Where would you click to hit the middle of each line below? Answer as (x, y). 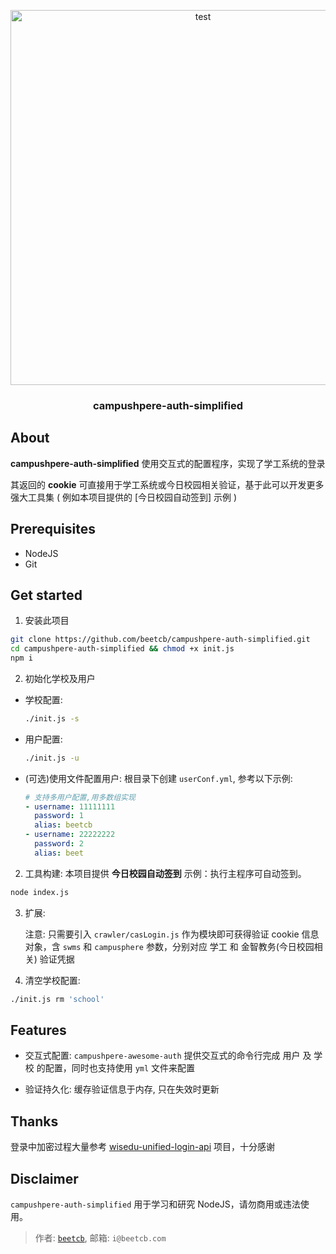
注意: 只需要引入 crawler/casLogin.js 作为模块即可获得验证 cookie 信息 (172, 934)
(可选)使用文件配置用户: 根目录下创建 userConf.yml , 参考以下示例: (158, 778)
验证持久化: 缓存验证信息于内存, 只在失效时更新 (122, 1089)
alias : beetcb (63, 825)
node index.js (40, 892)
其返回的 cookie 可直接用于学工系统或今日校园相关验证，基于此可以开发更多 (167, 484)
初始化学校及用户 (60, 678)
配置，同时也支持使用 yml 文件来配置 (120, 1068)
